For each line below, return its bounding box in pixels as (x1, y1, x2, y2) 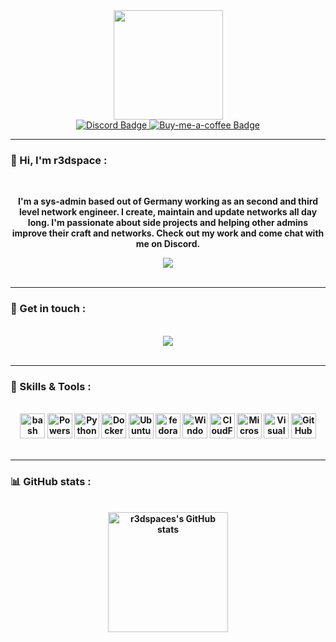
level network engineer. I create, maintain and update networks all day (18, 206, 318, 218)
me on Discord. (135, 238, 201, 250)
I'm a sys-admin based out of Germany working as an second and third (18, 195, 318, 208)
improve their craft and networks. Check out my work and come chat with (11, 227, 325, 239)
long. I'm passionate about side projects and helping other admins (27, 217, 309, 229)
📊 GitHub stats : (10, 474, 92, 488)
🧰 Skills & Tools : (10, 379, 92, 393)
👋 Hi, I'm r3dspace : (10, 153, 108, 167)
